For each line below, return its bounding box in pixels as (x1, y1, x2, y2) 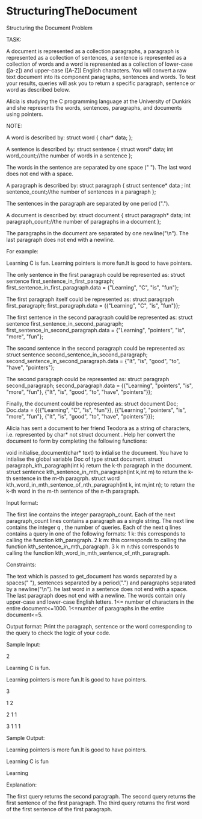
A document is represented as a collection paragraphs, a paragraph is (6, 47, 179, 55)
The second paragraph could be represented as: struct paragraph (6, 375, 170, 382)
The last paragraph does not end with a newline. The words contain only (6, 592, 186, 599)
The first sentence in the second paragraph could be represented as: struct (6, 314, 193, 321)
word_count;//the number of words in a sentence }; (6, 152, 133, 159)
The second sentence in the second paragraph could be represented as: (6, 344, 186, 352)
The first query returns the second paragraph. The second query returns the (6, 792, 196, 800)
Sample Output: (6, 734, 45, 741)
